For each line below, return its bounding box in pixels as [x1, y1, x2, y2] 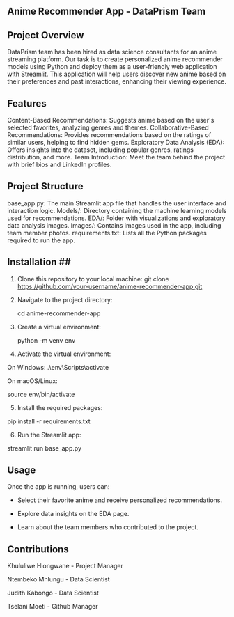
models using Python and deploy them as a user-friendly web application [7, 63, 217, 71]
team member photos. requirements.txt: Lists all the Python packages [7, 228, 207, 237]
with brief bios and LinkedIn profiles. [7, 160, 112, 169]
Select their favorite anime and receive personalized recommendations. [17, 496, 223, 504]
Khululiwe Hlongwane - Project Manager [7, 562, 123, 570]
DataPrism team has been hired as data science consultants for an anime [7, 48, 217, 56]
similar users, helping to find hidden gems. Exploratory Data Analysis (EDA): [7, 139, 225, 147]
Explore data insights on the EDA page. [17, 510, 130, 518]
